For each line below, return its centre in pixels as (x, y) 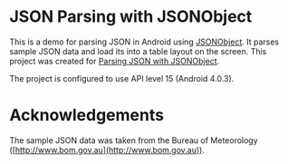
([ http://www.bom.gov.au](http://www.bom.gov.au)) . (107, 150)
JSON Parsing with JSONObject (131, 17)
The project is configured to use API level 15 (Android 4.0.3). (122, 78)
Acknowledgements (87, 116)
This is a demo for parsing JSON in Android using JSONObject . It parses (144, 42)
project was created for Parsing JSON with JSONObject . (115, 61)
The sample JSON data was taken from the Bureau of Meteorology (134, 140)
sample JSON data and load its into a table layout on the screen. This (138, 51)
